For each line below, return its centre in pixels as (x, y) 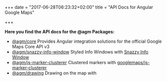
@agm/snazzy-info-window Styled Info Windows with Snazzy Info (80, 52)
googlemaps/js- (133, 62)
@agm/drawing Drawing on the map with (54, 73)
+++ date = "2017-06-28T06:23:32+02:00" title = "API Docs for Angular (79, 7)
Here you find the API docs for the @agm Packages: (59, 32)
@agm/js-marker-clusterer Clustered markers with (64, 62)
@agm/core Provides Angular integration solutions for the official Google (87, 41)
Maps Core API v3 (30, 46)
